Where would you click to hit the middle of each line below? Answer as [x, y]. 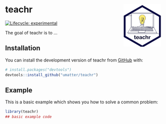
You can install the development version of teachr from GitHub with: [74, 60]
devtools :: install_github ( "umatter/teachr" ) [52, 75]
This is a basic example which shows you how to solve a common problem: [82, 102]
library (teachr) [22, 112]
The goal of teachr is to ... [31, 32]
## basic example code [28, 117]
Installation [23, 48]
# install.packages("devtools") [38, 70]
